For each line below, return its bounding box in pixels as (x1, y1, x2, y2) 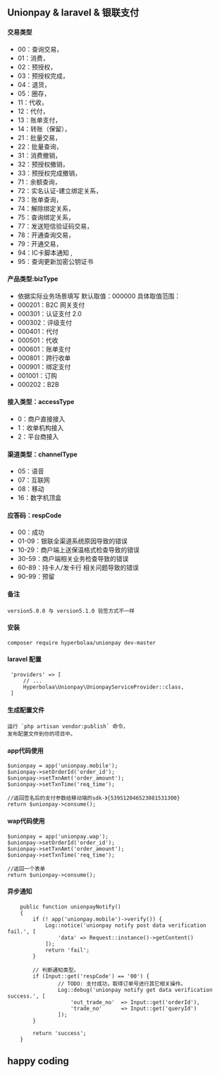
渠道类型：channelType (7, 450, 78, 458)
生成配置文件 (7, 705, 44, 714)
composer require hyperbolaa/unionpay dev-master (7, 639, 157, 646)
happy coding (7, 1055, 69, 1067)
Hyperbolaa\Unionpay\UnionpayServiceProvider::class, (23, 683, 185, 691)
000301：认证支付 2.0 (17, 309, 82, 318)
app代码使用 (7, 746, 44, 755)
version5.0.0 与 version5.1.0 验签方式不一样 (7, 607, 135, 614)
